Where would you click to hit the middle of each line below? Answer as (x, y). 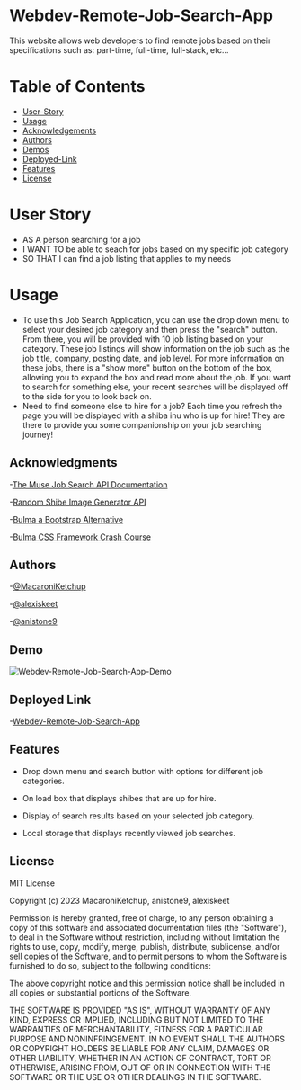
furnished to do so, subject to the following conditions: (110, 965)
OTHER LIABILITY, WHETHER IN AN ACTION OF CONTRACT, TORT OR (140, 1058)
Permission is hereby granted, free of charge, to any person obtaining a (142, 917)
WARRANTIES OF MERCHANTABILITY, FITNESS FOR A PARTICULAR (136, 1029)
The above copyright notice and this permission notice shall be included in (147, 983)
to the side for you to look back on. (87, 396)
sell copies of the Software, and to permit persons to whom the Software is (148, 956)
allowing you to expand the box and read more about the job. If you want (157, 377)
